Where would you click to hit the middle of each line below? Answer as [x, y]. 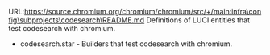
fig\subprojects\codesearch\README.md [77, 20]
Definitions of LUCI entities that [198, 20]
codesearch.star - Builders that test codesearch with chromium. [126, 44]
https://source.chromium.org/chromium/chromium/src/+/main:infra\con [143, 12]
